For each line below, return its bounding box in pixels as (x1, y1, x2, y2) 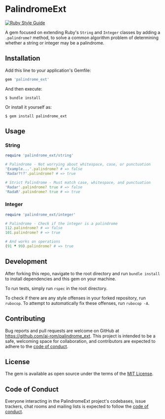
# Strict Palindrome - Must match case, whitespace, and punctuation (5, 180, 151, 185)
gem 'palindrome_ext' (5, 77, 50, 82)
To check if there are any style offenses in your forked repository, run (5, 295, 146, 301)
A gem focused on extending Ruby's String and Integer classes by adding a (5, 29, 161, 35)
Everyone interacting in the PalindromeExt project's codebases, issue (5, 398, 146, 404)
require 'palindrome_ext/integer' (5, 212, 76, 217)
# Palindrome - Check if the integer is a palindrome (5, 221, 118, 226)
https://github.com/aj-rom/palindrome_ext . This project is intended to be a (5, 333, 156, 339)
